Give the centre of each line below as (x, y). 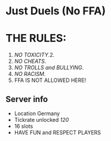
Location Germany (37, 113)
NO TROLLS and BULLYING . (49, 68)
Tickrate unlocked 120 (41, 119)
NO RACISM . (30, 74)
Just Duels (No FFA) (56, 11)
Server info (27, 99)
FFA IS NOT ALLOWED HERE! (50, 80)
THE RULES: (36, 39)
